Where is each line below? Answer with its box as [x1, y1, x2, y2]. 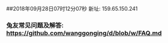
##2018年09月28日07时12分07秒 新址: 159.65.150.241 [6, 5, 138, 12]
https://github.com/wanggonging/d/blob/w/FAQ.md [6, 29, 162, 37]
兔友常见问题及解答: [6, 21, 64, 29]
